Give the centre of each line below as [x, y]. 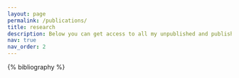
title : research [31, 27]
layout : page [27, 14]
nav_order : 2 [27, 47]
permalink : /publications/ [47, 21]
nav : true [22, 40]
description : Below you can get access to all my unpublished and [108, 34]
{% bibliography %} [36, 67]
